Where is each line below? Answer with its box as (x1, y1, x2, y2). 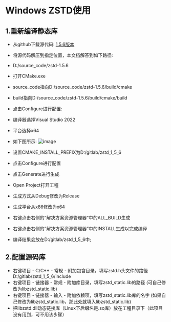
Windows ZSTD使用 (5, 5, 91, 16)
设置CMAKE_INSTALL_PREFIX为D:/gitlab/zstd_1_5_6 (12, 149, 122, 155)
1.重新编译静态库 (5, 27, 58, 35)
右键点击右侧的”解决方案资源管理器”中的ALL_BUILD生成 (12, 215, 131, 220)
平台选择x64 (12, 128, 39, 133)
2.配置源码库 (5, 253, 46, 261)
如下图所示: (12, 138, 37, 144)
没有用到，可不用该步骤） (12, 311, 67, 317)
